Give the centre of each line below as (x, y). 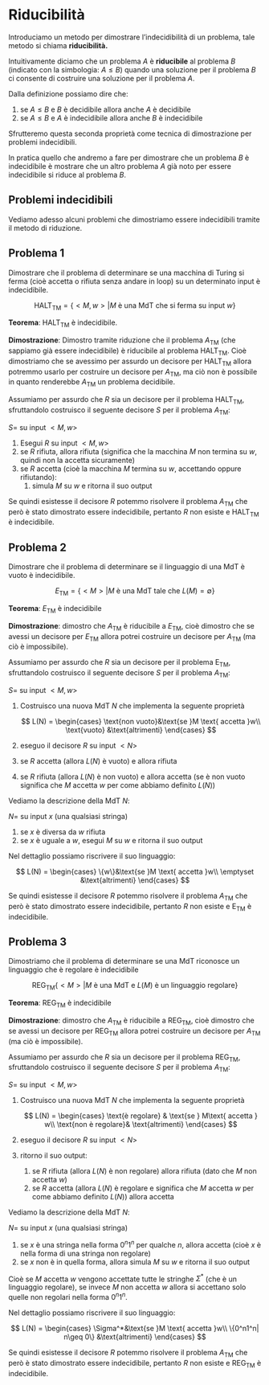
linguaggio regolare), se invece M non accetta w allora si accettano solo (127, 1287)
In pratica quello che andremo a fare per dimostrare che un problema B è (129, 158)
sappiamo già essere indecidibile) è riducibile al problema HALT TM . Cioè (128, 351)
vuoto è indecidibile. (42, 576)
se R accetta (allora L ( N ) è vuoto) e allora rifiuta (98, 760)
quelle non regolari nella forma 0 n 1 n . (68, 1297)
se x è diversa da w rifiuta (63, 832)
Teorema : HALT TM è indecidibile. (63, 324)
